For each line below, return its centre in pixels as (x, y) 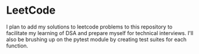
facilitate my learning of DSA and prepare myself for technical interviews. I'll (100, 33)
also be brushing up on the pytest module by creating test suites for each (97, 39)
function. (17, 46)
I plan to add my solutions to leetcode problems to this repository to (89, 27)
